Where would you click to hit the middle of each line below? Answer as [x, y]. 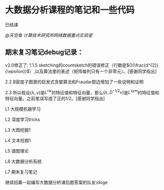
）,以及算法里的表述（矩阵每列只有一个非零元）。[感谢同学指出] [93, 71]
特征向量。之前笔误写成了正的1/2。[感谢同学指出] [55, 99]
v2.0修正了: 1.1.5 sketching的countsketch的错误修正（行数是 [66, 65]
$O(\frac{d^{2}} [142, 65]
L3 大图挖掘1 [18, 130]
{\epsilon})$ [17, 71]
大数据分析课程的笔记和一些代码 [70, 10]
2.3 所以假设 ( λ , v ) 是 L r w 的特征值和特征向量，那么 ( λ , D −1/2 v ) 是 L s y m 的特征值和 [82, 92]
